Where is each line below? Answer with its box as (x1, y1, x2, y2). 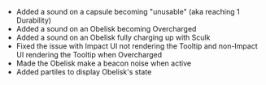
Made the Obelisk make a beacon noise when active (15, 58, 192, 68)
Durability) (15, 15, 51, 25)
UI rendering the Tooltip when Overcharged (15, 50, 163, 59)
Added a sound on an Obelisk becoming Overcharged (15, 24, 197, 33)
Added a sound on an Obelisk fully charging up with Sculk (15, 32, 211, 42)
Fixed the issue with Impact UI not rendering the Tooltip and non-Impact (15, 41, 258, 51)
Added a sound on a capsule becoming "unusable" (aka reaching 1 (15, 7, 240, 16)
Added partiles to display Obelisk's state (15, 67, 152, 76)
